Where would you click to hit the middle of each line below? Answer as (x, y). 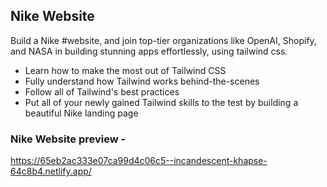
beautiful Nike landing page (81, 113)
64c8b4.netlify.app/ (51, 171)
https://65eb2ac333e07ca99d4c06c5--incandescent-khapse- (139, 161)
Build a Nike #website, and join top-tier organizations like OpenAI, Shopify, (163, 40)
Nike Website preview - (68, 139)
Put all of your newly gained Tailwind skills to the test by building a (161, 102)
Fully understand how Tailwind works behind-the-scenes (142, 81)
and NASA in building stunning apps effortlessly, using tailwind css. (149, 51)
